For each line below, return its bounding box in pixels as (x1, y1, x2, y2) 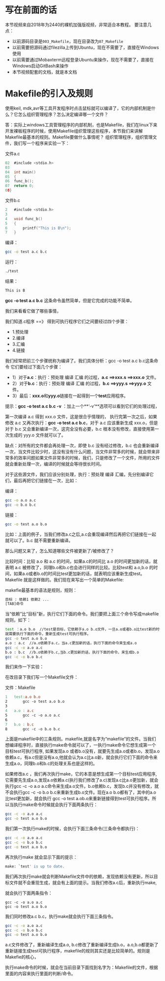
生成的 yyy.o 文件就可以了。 (9, 432, 66, 438)
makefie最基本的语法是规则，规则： (5, 587, 78, 593)
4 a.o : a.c (5, 708, 34, 713)
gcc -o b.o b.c (5, 502, 36, 507)
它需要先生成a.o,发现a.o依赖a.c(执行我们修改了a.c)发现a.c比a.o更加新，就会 (5, 777, 159, 783)
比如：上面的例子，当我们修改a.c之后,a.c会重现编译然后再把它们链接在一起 (5, 531, 156, 537)
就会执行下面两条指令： (5, 890, 53, 896)
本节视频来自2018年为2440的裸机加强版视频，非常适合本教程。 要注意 (5, 22, 147, 28)
